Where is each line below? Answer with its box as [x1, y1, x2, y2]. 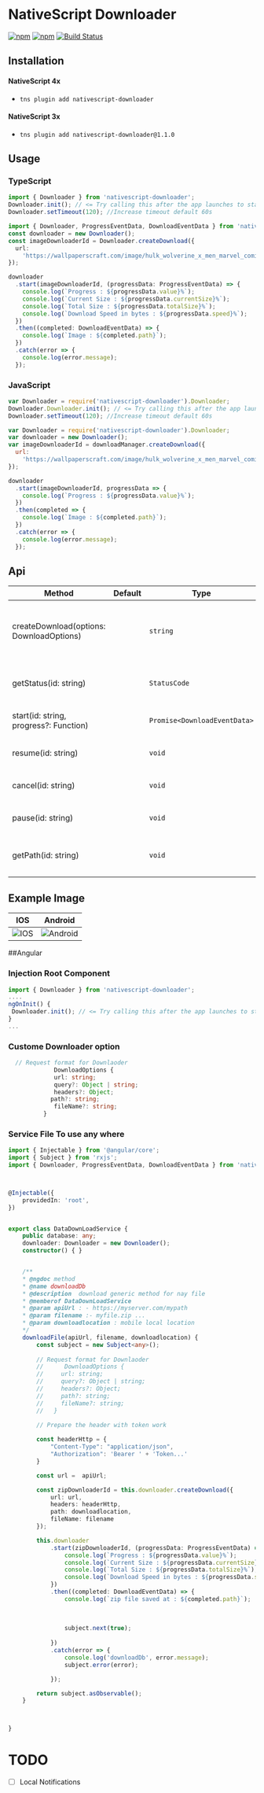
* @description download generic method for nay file [22, 1289, 206, 1297]
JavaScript [8, 379, 51, 390]
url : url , [49, 1493, 82, 1501]
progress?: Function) [12, 720, 89, 731]
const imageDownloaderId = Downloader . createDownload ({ [8, 237, 195, 245]
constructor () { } [22, 1247, 82, 1255]
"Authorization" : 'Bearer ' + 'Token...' [49, 1450, 189, 1459]
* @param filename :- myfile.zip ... [22, 1312, 146, 1319]
